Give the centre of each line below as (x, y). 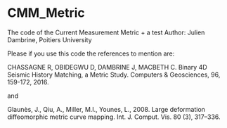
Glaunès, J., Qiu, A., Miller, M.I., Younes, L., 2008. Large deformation (106, 109)
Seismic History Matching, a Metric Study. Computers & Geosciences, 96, (114, 75)
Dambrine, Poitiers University (50, 39)
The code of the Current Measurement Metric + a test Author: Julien (106, 32)
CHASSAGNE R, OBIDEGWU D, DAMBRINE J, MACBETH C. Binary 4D (107, 67)
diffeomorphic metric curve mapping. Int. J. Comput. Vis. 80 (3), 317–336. (114, 117)
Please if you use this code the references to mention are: (91, 53)
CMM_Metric (46, 13)
